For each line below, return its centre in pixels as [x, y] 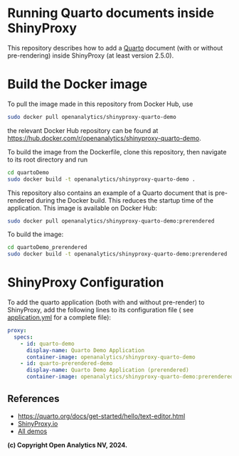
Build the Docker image [78, 84]
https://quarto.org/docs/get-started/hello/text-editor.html [101, 416]
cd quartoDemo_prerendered [47, 248]
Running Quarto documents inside [111, 13]
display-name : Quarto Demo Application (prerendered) [108, 370]
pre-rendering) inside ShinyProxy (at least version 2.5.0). [91, 55]
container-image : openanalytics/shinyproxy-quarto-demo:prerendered [130, 377]
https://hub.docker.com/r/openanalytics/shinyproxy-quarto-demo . [104, 138]
